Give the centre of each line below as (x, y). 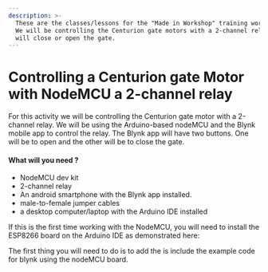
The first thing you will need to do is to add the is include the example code (132, 251)
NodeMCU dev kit (49, 178)
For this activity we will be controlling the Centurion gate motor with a (122, 116)
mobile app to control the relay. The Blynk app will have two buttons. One (128, 133)
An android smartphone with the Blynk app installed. (106, 195)
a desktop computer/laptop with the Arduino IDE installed (114, 211)
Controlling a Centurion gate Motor (126, 77)
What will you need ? (43, 160)
